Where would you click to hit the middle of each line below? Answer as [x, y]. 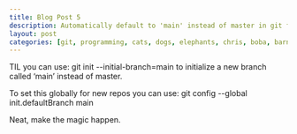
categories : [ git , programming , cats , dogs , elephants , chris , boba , [140, 42]
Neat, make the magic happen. [65, 120]
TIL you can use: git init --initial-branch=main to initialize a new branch [138, 67]
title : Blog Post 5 [45, 17]
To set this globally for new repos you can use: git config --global [128, 93]
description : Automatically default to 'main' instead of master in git [146, 26]
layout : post [33, 33]
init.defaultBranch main [52, 103]
